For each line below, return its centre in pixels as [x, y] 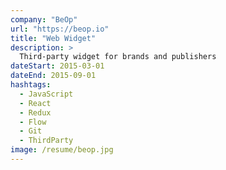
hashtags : [31, 85]
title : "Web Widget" [53, 38]
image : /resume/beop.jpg [62, 150]
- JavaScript [46, 94]
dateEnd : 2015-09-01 [53, 76]
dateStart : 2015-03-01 [57, 66]
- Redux [35, 112]
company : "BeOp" [44, 19]
